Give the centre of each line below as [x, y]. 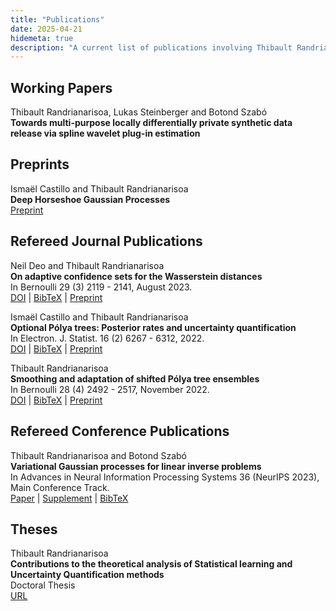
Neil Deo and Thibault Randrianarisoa [87, 265]
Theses [34, 529]
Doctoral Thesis [43, 585]
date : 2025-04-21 [46, 29]
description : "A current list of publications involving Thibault [151, 47]
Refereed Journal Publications [106, 241]
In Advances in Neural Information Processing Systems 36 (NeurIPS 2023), [165, 477]
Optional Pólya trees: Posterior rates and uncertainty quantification [153, 327]
